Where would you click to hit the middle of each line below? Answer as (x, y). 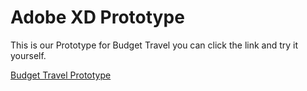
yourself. (28, 55)
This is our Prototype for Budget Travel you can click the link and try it (154, 45)
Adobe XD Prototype (97, 17)
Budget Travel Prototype (61, 75)
